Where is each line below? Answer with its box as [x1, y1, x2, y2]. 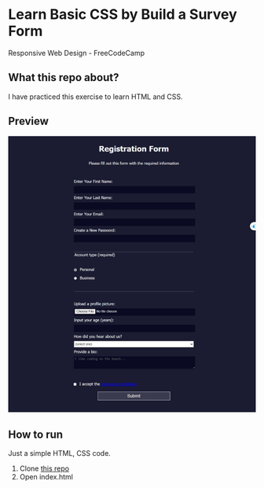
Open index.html [19, 472, 73, 482]
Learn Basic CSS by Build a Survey [8, 6, 237, 24]
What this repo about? [8, 71, 119, 84]
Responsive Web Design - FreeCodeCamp [8, 48, 145, 57]
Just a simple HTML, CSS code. [8, 449, 112, 458]
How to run [8, 427, 64, 441]
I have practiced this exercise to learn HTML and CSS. [8, 92, 183, 101]
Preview [8, 115, 49, 128]
